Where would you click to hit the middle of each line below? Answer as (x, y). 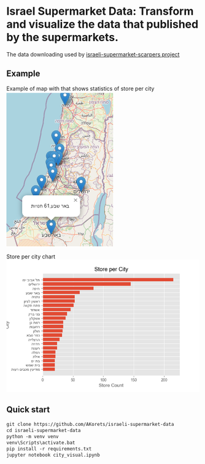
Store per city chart (31, 257)
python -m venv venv (33, 436)
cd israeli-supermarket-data (44, 430)
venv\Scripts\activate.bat (41, 443)
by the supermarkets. (62, 37)
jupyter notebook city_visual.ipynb (53, 455)
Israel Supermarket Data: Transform (100, 11)
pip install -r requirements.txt (49, 449)
